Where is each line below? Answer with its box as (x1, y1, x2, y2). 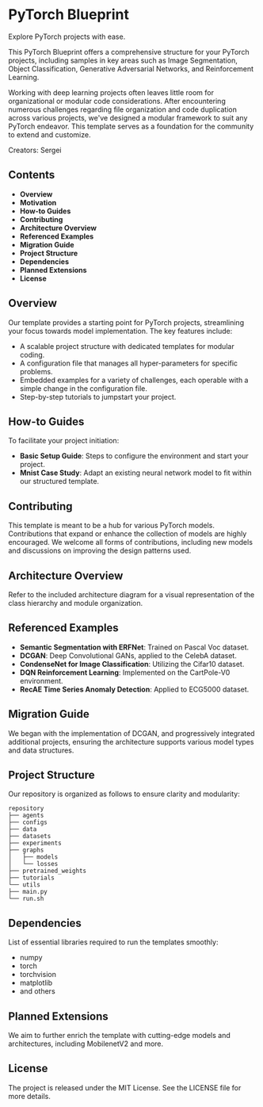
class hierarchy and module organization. (8, 599, 143, 607)
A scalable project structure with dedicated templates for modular (19, 341, 235, 350)
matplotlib (19, 978, 53, 988)
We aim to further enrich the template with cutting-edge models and (8, 1031, 231, 1040)
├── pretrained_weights (8, 867, 87, 875)
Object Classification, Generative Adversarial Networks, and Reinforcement (8, 63, 254, 73)
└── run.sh (8, 894, 44, 903)
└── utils (8, 881, 41, 889)
